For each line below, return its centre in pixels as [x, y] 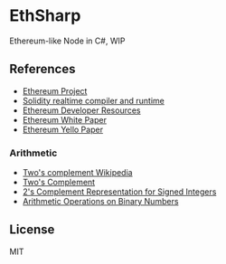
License [32, 230]
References [42, 69]
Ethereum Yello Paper [63, 129]
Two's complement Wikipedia [77, 173]
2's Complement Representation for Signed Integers [119, 192]
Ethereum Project [55, 90]
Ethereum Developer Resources [82, 110]
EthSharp [45, 16]
